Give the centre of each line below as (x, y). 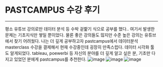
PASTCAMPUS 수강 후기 (53, 10)
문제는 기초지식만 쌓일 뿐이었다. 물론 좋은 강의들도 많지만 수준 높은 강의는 (74, 35)
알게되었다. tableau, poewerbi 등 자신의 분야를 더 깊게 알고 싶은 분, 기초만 (80, 53)
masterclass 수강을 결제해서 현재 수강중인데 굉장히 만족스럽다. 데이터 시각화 (77, 47)
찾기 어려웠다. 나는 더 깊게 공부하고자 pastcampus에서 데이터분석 (76, 41)
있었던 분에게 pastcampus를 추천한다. (50, 59)
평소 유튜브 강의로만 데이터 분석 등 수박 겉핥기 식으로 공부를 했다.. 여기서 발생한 (80, 29)
